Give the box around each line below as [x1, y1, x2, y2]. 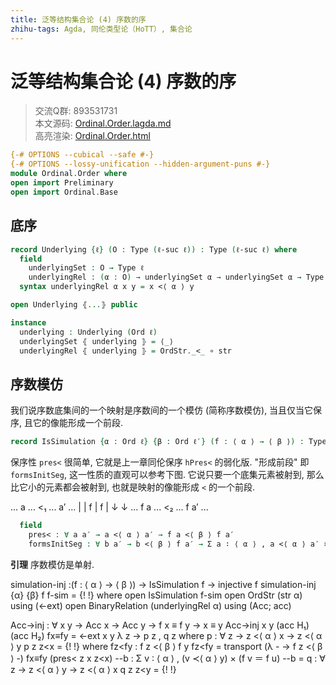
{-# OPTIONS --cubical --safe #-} [10, 150, 155, 160]
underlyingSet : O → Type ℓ [28, 263, 145, 273]
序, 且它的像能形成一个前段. [10, 417, 124, 429]
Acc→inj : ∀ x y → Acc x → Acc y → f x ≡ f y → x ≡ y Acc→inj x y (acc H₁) [10, 619, 310, 631]
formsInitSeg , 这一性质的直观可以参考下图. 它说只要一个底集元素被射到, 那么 [10, 469, 325, 481]
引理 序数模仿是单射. [10, 558, 95, 570]
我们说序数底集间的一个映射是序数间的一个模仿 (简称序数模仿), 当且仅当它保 [10, 404, 323, 416]
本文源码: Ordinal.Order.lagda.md [34, 117, 172, 130]
